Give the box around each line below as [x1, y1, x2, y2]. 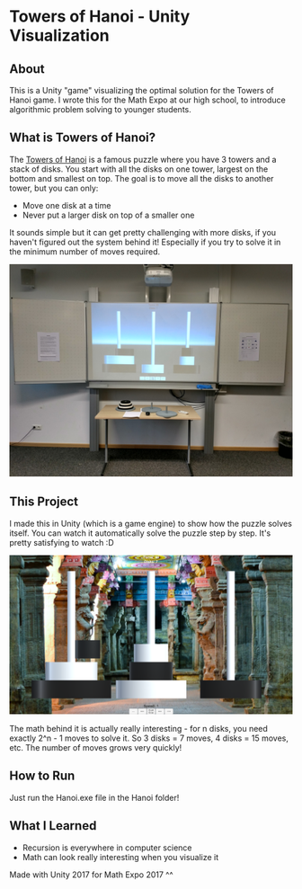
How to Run [9, 769, 75, 784]
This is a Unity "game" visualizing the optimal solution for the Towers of [9, 85, 274, 95]
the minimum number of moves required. [9, 245, 161, 257]
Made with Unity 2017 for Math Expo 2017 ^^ [9, 869, 173, 880]
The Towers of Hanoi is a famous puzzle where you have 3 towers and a [9, 154, 277, 164]
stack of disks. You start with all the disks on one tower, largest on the [9, 164, 269, 174]
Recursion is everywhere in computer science [22, 842, 192, 853]
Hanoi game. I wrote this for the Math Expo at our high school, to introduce [9, 94, 286, 105]
